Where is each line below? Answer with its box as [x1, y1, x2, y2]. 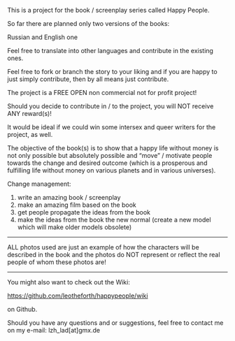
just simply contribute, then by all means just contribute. [7, 75, 169, 83]
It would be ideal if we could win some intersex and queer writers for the [7, 123, 216, 131]
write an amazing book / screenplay [17, 194, 121, 201]
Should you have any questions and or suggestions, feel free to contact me [7, 319, 224, 327]
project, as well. [7, 131, 53, 138]
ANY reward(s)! [7, 110, 52, 117]
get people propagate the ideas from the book [17, 208, 151, 216]
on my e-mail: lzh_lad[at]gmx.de [7, 326, 100, 334]
